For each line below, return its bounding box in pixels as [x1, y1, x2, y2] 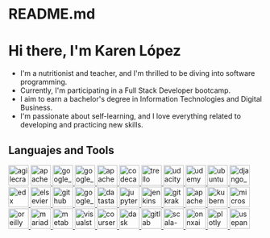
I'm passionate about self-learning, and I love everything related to [19, 111, 242, 121]
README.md [8, 5, 96, 23]
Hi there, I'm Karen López [8, 42, 181, 61]
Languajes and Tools [8, 143, 114, 157]
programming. [19, 77, 68, 87]
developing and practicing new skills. [19, 120, 143, 130]
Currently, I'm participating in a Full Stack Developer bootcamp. [19, 86, 231, 95]
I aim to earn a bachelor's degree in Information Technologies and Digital [19, 94, 262, 104]
